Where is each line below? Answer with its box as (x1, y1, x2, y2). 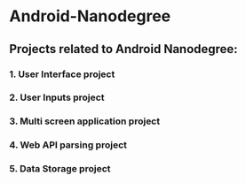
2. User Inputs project (9, 91, 105, 103)
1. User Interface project (9, 68, 115, 80)
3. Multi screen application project (9, 115, 161, 127)
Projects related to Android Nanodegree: (9, 42, 238, 57)
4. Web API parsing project (9, 139, 127, 151)
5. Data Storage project (9, 163, 111, 175)
